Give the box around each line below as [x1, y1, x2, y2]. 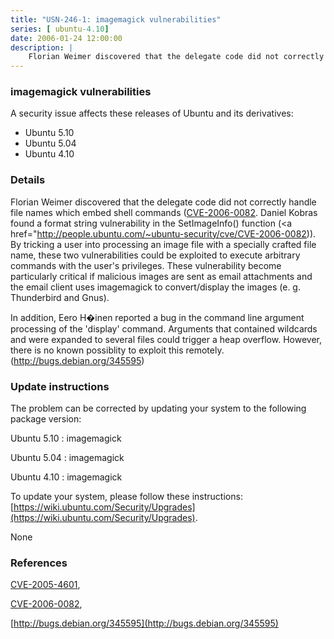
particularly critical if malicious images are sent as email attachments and [10, 270, 313, 282]
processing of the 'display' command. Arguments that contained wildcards [10, 322, 318, 335]
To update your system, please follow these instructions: [10, 491, 243, 503]
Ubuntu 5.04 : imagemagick [10, 452, 125, 464]
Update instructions [10, 379, 110, 393]
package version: [10, 413, 82, 425]
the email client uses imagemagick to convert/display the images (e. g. [10, 281, 301, 293]
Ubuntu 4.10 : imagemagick [10, 471, 123, 483]
